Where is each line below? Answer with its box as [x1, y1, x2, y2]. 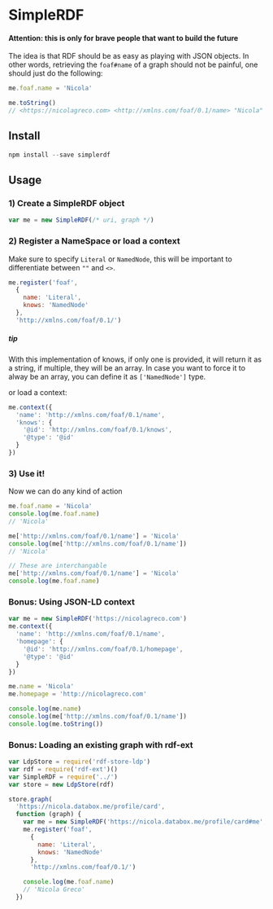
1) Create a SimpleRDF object [8, 198, 125, 209]
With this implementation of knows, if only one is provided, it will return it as [8, 354, 262, 364]
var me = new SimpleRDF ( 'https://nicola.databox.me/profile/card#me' [23, 818, 264, 826]
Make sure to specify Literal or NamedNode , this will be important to [8, 254, 233, 264]
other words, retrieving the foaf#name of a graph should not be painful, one [8, 59, 258, 70]
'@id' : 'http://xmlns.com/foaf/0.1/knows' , [23, 426, 173, 434]
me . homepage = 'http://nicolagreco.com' [8, 690, 148, 698]
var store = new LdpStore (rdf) [8, 780, 115, 788]
